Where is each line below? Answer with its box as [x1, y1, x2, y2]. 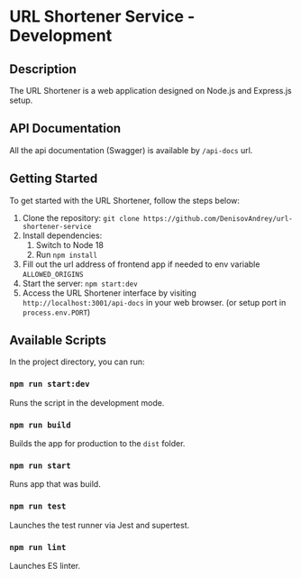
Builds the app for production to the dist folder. [9, 438, 186, 449]
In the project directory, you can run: [9, 356, 145, 367]
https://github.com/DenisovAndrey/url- [142, 214, 293, 223]
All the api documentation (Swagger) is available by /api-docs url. [9, 144, 253, 155]
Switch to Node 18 [35, 239, 104, 250]
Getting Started [9, 171, 98, 187]
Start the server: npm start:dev [22, 278, 138, 289]
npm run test [9, 501, 67, 511]
